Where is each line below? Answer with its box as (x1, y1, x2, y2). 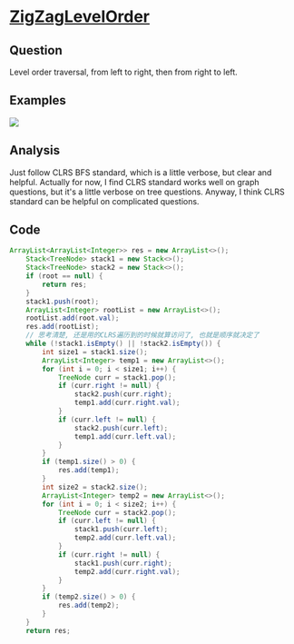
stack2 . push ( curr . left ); (73, 423, 169, 432)
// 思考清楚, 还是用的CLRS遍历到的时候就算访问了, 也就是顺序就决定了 (25, 331, 260, 340)
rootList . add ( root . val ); (25, 313, 120, 323)
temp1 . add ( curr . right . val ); (73, 398, 181, 408)
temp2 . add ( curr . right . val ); (73, 567, 181, 576)
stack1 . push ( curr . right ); (73, 559, 172, 568)
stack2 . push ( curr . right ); (73, 390, 172, 399)
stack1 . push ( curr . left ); (73, 525, 169, 534)
